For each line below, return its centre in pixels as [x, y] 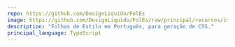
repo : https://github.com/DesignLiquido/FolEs [76, 13]
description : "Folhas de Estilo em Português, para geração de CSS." [111, 26]
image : [17, 20]
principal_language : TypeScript [54, 33]
